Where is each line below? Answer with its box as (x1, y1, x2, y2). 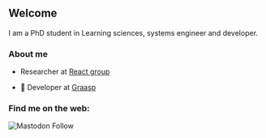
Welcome (8, 6, 58, 20)
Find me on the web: (8, 103, 91, 114)
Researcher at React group (19, 67, 110, 76)
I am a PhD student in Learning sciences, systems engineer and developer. (8, 28, 258, 37)
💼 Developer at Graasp (19, 83, 97, 93)
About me (8, 48, 49, 59)
